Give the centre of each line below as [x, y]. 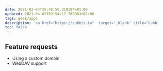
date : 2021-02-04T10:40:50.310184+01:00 [47, 9]
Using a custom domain [36, 58]
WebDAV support [29, 63]
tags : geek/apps [21, 18]
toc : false [16, 27]
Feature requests [32, 47]
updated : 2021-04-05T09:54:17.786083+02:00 [50, 14]
